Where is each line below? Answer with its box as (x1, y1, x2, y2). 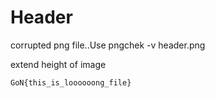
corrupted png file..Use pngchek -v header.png (10, 39, 206, 51)
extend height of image (10, 58, 107, 70)
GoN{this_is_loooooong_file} (10, 77, 132, 88)
